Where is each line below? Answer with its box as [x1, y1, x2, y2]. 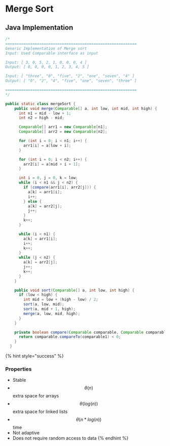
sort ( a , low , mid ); [23, 302, 65, 307]
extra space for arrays [12, 393, 59, 399]
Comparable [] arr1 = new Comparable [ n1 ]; [18, 124, 108, 129]
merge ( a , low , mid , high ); [23, 311, 80, 316]
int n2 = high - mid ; [18, 115, 65, 120]
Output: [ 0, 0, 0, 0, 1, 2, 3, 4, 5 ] [5, 64, 90, 70]
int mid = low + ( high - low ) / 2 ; [23, 297, 99, 302]
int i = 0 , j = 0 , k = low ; [18, 175, 78, 181]
